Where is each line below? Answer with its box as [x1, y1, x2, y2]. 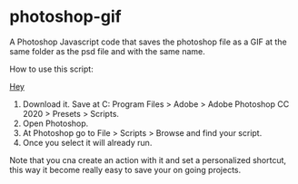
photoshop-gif [9, 6, 122, 27]
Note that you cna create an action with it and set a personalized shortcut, [9, 154, 287, 165]
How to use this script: [9, 63, 94, 74]
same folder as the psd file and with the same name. [9, 45, 206, 56]
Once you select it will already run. [22, 137, 153, 148]
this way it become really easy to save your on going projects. [9, 164, 242, 175]
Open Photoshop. [22, 118, 89, 129]
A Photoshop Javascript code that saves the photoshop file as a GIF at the [9, 36, 288, 47]
